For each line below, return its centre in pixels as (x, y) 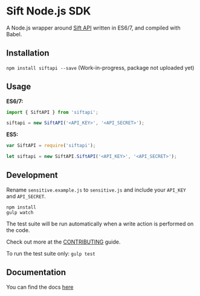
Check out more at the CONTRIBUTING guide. (63, 242)
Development (32, 175)
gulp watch (20, 212)
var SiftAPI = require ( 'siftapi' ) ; (51, 146)
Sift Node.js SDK (49, 11)
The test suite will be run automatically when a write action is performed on (100, 224)
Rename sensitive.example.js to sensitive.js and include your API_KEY (96, 190)
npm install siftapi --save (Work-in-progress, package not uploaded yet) (100, 68)
